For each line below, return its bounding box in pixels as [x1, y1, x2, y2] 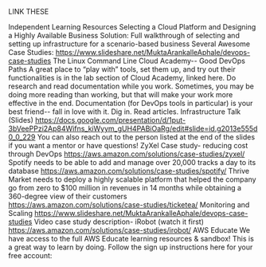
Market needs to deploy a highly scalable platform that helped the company [8, 175, 256, 184]
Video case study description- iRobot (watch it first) [33, 217, 205, 226]
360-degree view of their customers [8, 191, 127, 201]
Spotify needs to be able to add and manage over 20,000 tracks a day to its [8, 158, 256, 167]
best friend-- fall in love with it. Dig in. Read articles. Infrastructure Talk [8, 107, 241, 116]
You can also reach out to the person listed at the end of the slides [37, 132, 256, 142]
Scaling [8, 209, 33, 218]
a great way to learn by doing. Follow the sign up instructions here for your [8, 242, 253, 252]
